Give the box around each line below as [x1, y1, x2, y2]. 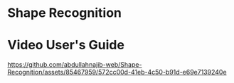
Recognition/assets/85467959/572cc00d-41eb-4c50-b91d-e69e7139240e [7, 68, 227, 77]
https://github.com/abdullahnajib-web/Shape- [7, 60, 142, 69]
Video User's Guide [7, 37, 124, 53]
